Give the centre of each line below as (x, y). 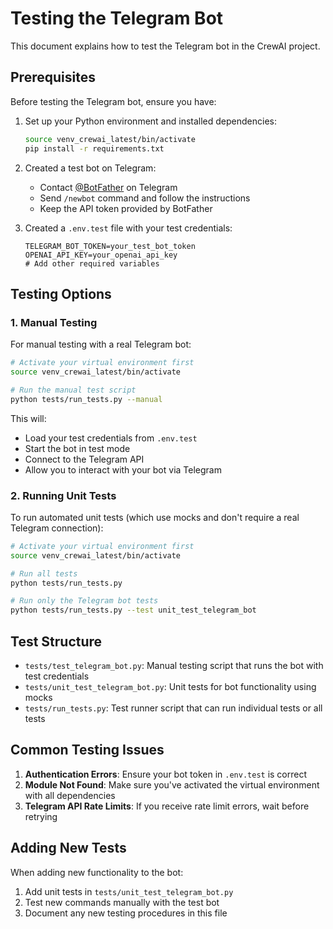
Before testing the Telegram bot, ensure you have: (113, 101)
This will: (28, 418)
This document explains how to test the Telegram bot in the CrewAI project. (165, 46)
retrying (41, 816)
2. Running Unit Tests (63, 495)
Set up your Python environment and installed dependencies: (150, 121)
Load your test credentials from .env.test (111, 438)
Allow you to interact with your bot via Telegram (123, 469)
